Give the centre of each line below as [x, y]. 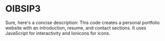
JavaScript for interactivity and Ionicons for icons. [58, 33]
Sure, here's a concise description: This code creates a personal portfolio [82, 22]
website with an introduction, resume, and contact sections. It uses [76, 27]
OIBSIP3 [23, 9]
